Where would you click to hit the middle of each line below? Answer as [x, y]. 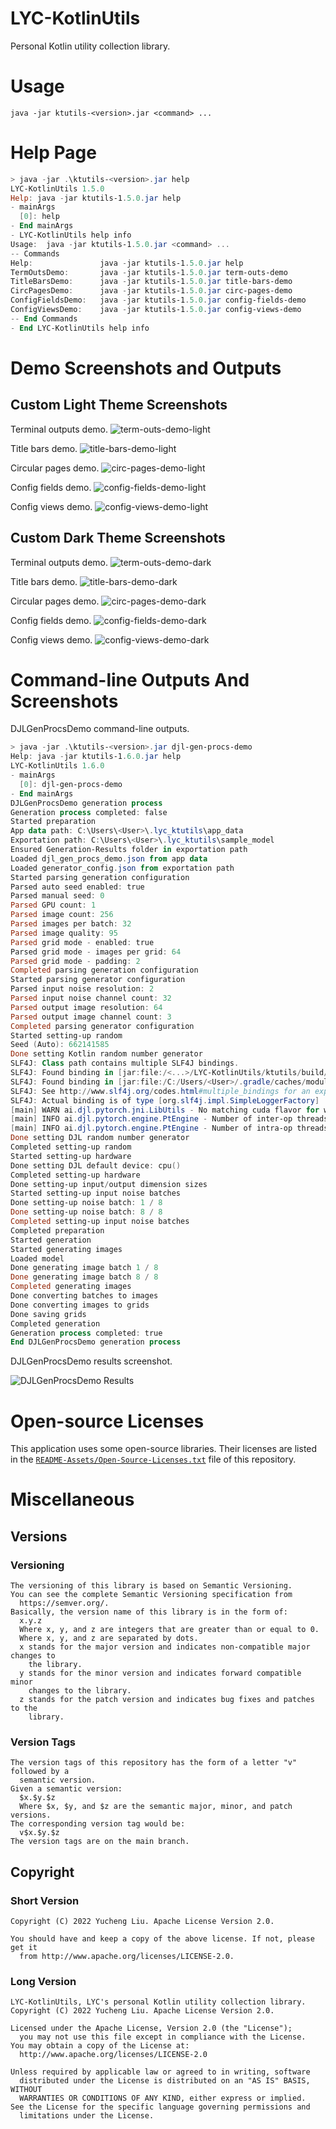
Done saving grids [48, 1314]
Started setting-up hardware [71, 1156]
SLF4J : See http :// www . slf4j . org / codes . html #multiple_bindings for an [160, 1091]
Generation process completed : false [89, 812]
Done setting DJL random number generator [100, 1138]
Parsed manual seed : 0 [57, 896]
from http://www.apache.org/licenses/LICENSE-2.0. [127, 1957]
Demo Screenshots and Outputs [146, 368]
